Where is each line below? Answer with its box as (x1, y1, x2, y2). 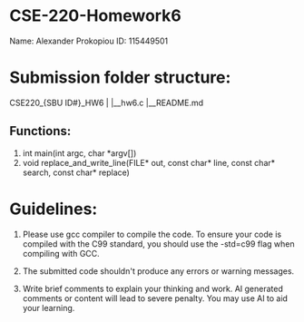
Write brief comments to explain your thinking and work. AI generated (22, 283, 284, 294)
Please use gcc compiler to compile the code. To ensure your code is (22, 229, 282, 239)
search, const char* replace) (22, 167, 130, 178)
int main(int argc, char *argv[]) (22, 147, 137, 159)
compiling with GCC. (22, 248, 100, 259)
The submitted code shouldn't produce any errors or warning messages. (22, 265, 295, 277)
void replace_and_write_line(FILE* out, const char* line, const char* (22, 157, 276, 168)
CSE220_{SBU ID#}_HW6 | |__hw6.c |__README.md (9, 97, 204, 108)
